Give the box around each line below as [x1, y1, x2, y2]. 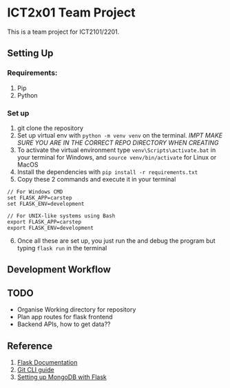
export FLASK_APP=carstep [7, 218, 81, 225]
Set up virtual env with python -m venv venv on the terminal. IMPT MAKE [17, 131, 222, 139]
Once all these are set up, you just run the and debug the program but [17, 236, 216, 245]
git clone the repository [17, 124, 84, 132]
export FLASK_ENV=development [7, 224, 94, 231]
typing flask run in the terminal [17, 244, 107, 252]
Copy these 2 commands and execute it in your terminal [17, 175, 176, 183]
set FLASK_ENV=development [7, 200, 85, 207]
